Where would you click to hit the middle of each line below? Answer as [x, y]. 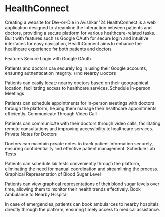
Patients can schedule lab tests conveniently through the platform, [73, 163]
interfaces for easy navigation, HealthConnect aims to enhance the [74, 43]
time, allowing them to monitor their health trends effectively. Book [73, 189]
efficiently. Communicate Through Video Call [51, 113]
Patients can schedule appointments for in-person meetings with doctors [80, 103]
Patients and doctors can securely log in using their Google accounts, [76, 68]
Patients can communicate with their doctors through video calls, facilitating [83, 123]
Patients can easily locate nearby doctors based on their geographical [77, 83]
